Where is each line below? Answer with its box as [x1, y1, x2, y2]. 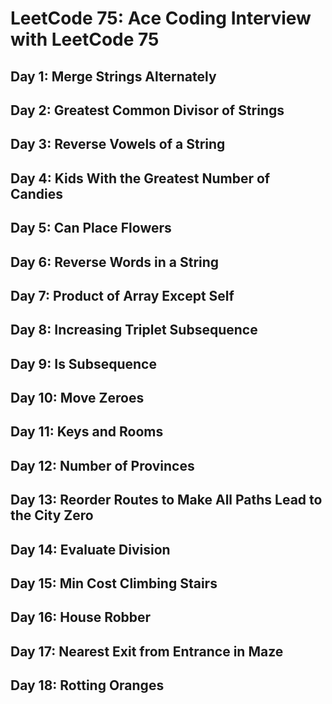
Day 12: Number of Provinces [10, 457, 195, 474]
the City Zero [10, 507, 94, 524]
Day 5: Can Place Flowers [10, 220, 172, 237]
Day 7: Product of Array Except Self [10, 287, 235, 304]
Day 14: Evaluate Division [10, 541, 171, 558]
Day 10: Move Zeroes [10, 390, 145, 407]
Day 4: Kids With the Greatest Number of [10, 170, 271, 187]
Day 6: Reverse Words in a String [10, 253, 220, 271]
